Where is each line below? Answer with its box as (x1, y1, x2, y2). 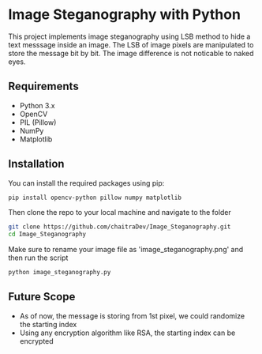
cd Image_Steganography (8, 231, 87, 239)
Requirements (8, 80, 79, 93)
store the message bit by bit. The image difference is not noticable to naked (8, 48, 254, 58)
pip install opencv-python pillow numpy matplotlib (8, 194, 182, 201)
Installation (8, 157, 65, 171)
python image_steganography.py (8, 269, 111, 277)
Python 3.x (19, 100, 55, 110)
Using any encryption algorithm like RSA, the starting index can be (19, 328, 236, 337)
